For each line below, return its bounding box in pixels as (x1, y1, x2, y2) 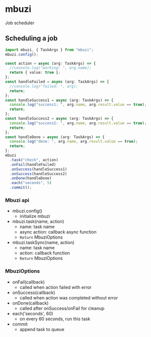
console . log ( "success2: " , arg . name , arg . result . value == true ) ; (9, 120, 147, 126)
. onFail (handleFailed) (9, 162, 56, 167)
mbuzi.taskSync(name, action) (12, 240, 75, 245)
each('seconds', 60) (12, 310, 53, 316)
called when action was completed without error (19, 294, 118, 300)
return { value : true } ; (9, 70, 61, 75)
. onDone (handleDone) (9, 176, 52, 181)
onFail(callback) (12, 279, 45, 285)
